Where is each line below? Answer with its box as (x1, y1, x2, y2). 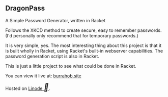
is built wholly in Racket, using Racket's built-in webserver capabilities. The (5, 47, 163, 54)
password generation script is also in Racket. (5, 53, 99, 59)
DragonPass (5, 4, 45, 13)
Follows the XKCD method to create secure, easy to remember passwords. (5, 27, 162, 33)
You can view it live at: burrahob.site (5, 73, 81, 79)
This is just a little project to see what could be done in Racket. (5, 63, 136, 69)
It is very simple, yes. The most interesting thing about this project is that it (5, 42, 162, 48)
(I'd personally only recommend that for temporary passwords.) (5, 32, 138, 38)
